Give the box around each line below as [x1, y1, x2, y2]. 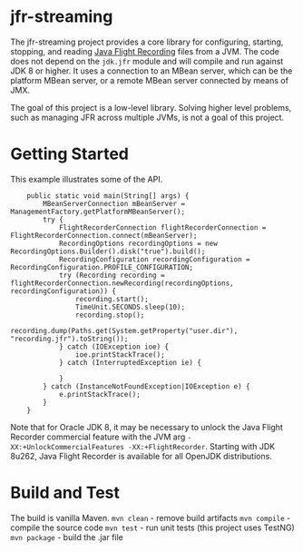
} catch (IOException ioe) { [58, 342, 170, 351]
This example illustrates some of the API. [10, 173, 163, 184]
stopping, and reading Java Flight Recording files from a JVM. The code [10, 45, 279, 56]
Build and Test [10, 483, 121, 503]
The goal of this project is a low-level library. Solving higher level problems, [10, 102, 292, 113]
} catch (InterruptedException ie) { [58, 358, 202, 367]
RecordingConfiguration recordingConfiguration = [58, 254, 250, 264]
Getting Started [10, 143, 130, 164]
